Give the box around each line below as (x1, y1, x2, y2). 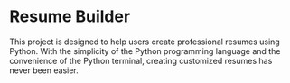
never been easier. (9, 65, 79, 76)
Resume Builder (9, 6, 131, 27)
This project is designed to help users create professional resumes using (9, 36, 280, 47)
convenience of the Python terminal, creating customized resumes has (9, 55, 273, 66)
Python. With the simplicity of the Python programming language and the (9, 45, 281, 56)
